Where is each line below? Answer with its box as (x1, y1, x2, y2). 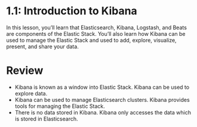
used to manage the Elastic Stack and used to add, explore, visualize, (6, 36, 177, 44)
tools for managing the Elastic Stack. (14, 103, 106, 110)
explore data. (14, 89, 48, 97)
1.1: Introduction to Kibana (6, 4, 137, 18)
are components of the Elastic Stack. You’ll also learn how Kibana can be (6, 30, 186, 37)
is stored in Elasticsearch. (14, 115, 78, 122)
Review (6, 64, 44, 78)
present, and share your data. (6, 43, 79, 50)
